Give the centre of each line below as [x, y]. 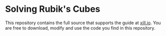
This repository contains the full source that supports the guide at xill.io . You [83, 23]
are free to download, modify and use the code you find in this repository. [80, 28]
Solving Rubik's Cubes [53, 9]
